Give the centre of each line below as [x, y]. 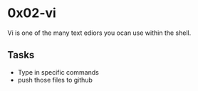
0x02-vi [32, 13]
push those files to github [55, 80]
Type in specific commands [58, 72]
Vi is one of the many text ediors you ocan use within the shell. [99, 33]
